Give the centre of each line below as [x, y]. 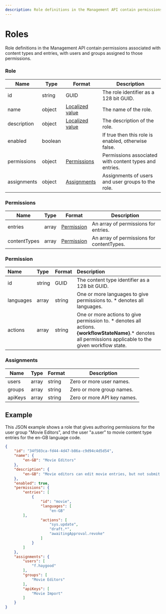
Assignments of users [127, 175]
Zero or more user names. [100, 381]
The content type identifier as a [113, 280]
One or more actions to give [109, 315]
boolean [51, 141]
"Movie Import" [47, 593]
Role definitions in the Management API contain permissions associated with [83, 48]
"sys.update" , [64, 525]
